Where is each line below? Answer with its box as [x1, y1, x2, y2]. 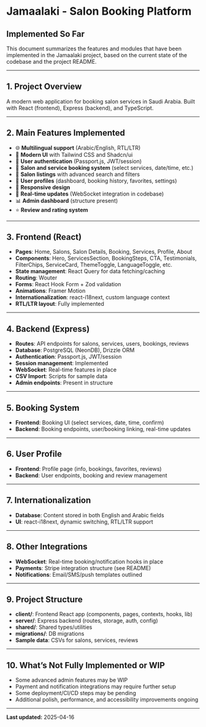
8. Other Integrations [6, 541, 88, 552]
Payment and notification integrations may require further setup [15, 683, 177, 690]
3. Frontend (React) [6, 232, 82, 243]
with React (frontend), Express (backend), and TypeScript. [6, 104, 154, 112]
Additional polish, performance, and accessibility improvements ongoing [15, 696, 199, 703]
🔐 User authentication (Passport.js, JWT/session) [15, 158, 142, 165]
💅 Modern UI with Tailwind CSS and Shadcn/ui [15, 151, 133, 158]
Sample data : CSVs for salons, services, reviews [15, 636, 139, 644]
